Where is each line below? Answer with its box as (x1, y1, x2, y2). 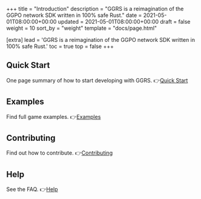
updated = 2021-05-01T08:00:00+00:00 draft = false (58, 18, 191, 25)
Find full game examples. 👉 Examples (6, 113, 101, 120)
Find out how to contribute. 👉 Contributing (6, 149, 113, 157)
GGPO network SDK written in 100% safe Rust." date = (6, 12, 142, 19)
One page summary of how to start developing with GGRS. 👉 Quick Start (6, 76, 188, 84)
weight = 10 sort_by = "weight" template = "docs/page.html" (6, 24, 157, 32)
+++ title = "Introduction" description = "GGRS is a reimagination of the (6, 5, 184, 12)
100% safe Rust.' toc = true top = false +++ (6, 42, 114, 50)
